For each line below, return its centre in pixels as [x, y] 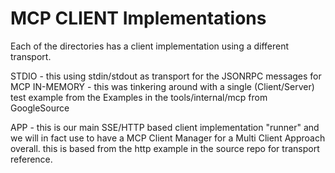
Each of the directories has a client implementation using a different [150, 46]
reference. [31, 159]
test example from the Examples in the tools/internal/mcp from [139, 97]
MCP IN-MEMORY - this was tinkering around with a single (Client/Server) [162, 86]
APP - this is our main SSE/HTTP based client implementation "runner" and [165, 127]
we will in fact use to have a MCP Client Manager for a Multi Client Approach [168, 138]
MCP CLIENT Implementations [138, 18]
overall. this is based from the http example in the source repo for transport [165, 148]
